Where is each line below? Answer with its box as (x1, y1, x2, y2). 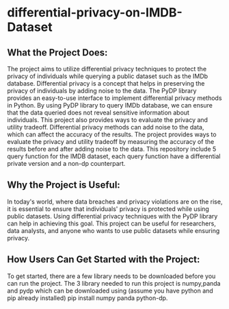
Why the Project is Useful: (7, 180, 121, 191)
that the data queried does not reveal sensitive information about (7, 108, 190, 116)
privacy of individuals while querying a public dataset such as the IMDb (7, 72, 208, 80)
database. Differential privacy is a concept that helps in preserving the (7, 79, 205, 87)
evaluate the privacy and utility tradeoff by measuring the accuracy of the (7, 138, 215, 145)
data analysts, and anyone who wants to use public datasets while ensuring (7, 226, 220, 234)
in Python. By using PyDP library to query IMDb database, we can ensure (7, 101, 213, 109)
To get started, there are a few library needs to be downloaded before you (7, 272, 216, 280)
